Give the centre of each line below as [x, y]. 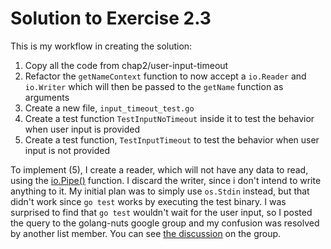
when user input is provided [82, 129]
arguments [47, 97]
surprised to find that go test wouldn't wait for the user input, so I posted [161, 212]
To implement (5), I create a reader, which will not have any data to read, [159, 169]
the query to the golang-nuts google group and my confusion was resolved [165, 223]
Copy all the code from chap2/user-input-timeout [126, 65]
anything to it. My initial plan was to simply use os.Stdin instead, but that [160, 191]
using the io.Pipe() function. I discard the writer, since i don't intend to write [166, 180]
